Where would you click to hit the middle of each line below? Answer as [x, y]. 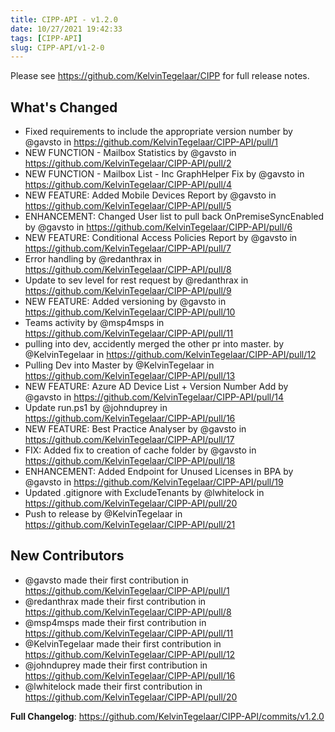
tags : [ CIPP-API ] [46, 38]
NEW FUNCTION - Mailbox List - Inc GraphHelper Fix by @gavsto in [164, 174]
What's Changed [64, 107]
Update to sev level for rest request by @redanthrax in [136, 280]
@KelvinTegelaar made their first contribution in [123, 643]
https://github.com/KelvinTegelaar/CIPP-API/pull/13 [130, 376]
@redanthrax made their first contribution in [115, 601]
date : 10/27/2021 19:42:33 [66, 29]
